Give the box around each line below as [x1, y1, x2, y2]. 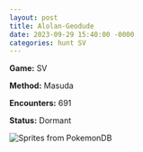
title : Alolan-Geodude [9, 22, 94, 31]
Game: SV [9, 63, 48, 74]
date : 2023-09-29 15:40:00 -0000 [9, 30, 135, 39]
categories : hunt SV [9, 38, 87, 48]
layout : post [9, 13, 58, 22]
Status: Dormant [9, 115, 72, 126]
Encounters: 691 [9, 98, 72, 109]
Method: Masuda [9, 80, 74, 91]
